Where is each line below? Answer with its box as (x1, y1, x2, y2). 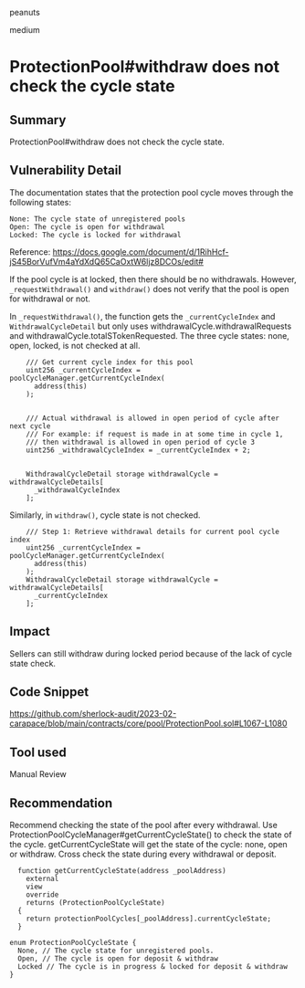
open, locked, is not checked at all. (9, 340, 141, 351)
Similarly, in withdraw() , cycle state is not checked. (9, 510, 201, 520)
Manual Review (9, 769, 67, 780)
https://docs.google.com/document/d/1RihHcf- (52, 246, 229, 258)
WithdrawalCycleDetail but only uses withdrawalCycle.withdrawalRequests (9, 321, 292, 331)
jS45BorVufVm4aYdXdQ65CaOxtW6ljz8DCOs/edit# (9, 256, 204, 267)
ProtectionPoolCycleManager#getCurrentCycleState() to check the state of (9, 829, 292, 840)
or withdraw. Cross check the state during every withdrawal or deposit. (9, 848, 277, 860)
